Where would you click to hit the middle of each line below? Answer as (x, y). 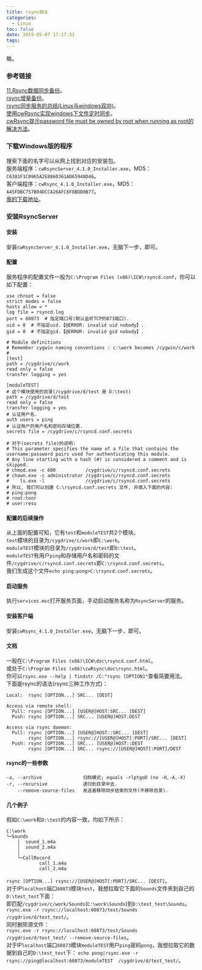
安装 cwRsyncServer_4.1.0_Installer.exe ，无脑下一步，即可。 (84, 247)
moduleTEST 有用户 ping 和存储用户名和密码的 (60, 555)
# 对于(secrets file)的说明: (41, 443)
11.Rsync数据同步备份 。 (36, 91)
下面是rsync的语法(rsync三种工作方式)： (57, 683)
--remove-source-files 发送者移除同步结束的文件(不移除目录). (93, 791)
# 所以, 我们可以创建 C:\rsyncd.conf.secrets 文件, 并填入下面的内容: (89, 487)
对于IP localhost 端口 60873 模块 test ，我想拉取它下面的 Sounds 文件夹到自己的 (100, 889)
